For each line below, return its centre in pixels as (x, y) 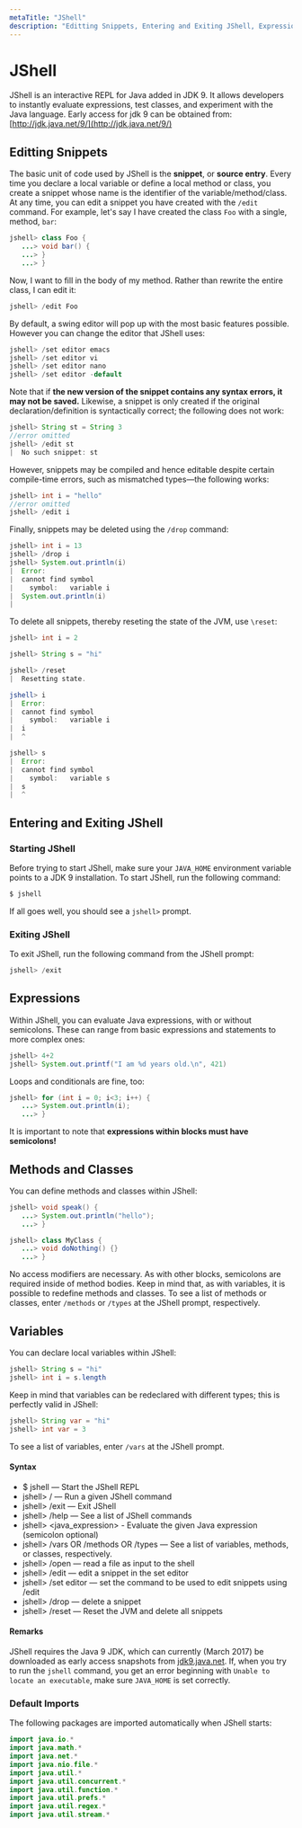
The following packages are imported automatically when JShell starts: (141, 1723)
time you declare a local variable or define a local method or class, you (140, 183)
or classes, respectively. (67, 1553)
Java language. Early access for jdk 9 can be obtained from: (121, 114)
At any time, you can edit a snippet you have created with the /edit (134, 202)
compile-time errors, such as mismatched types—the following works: (139, 479)
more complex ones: (47, 1039)
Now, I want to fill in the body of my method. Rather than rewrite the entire (146, 280)
